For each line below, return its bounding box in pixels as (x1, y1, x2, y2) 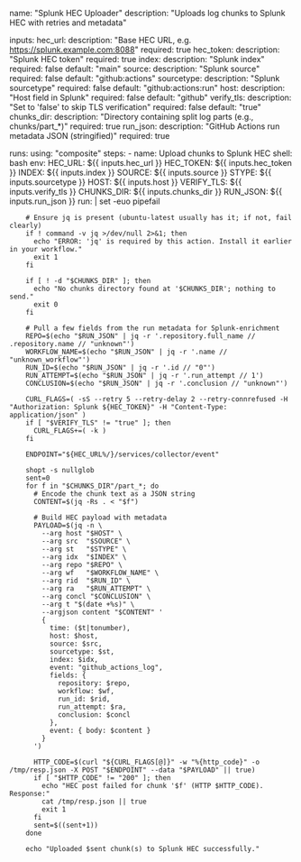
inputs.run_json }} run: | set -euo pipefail (9, 196, 160, 206)
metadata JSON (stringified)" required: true (9, 131, 170, 141)
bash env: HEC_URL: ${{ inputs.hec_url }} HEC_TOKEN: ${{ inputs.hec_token (9, 158, 293, 168)
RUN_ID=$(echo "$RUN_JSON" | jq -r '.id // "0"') (25, 363, 216, 372)
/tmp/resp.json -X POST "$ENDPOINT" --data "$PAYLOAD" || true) (9, 766, 256, 775)
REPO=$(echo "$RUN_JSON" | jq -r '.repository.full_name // (25, 332, 256, 341)
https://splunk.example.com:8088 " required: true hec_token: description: (9, 44, 280, 55)
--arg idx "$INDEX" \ (41, 553, 127, 562)
